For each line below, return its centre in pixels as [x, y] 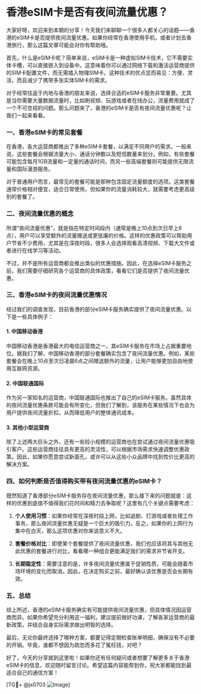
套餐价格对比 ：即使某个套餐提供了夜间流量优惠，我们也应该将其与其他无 [104, 543]
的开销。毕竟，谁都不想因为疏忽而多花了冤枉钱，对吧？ [74, 645]
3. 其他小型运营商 [28, 427]
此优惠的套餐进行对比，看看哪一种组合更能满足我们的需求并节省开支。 [101, 551]
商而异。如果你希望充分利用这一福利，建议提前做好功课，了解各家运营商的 [98, 617]
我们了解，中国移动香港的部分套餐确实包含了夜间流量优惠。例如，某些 [108, 353]
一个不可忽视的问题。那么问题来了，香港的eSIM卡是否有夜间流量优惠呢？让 [99, 108]
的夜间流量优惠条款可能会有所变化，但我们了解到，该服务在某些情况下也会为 [100, 405]
